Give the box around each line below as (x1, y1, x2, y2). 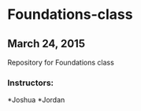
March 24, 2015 (7, 37, 86, 50)
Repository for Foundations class (7, 57, 115, 67)
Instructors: (7, 77, 54, 88)
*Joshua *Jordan (7, 95, 65, 105)
